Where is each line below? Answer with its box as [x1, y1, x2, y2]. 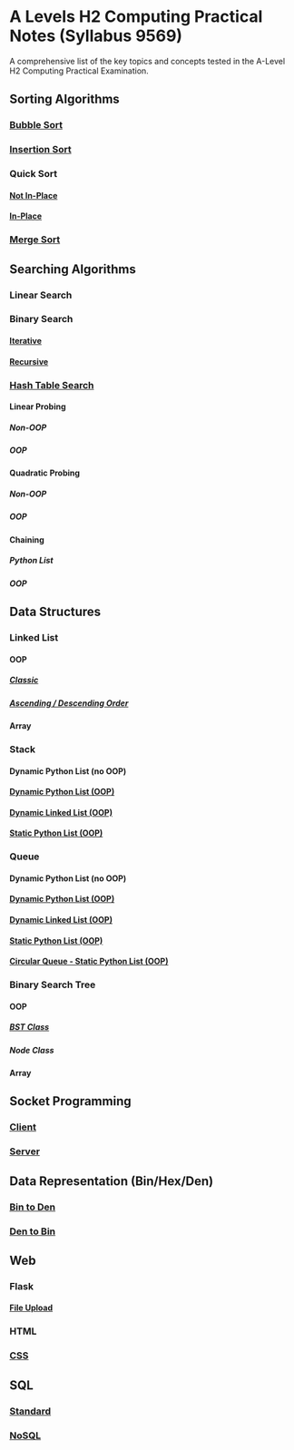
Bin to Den [9, 1200, 56, 1213]
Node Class [9, 1044, 54, 1055]
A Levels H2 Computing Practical [9, 6, 263, 27]
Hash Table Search [9, 378, 94, 391]
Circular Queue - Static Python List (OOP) [9, 955, 169, 967]
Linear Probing [9, 401, 66, 412]
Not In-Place [9, 190, 58, 201]
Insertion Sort [9, 143, 72, 156]
